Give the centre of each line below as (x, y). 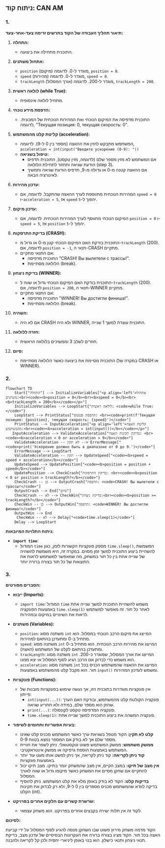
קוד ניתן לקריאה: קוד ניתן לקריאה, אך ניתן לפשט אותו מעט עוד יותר (82, 755)
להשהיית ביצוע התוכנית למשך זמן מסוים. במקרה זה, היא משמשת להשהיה (87, 551)
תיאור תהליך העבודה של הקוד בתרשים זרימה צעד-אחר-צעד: (64, 33)
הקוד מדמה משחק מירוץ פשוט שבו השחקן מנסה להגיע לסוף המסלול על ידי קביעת (81, 830)
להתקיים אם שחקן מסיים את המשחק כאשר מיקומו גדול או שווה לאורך (83, 771)
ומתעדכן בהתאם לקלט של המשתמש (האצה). (62, 649)
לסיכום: (13, 820)
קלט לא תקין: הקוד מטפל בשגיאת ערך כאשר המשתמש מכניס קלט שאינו (87, 735)
